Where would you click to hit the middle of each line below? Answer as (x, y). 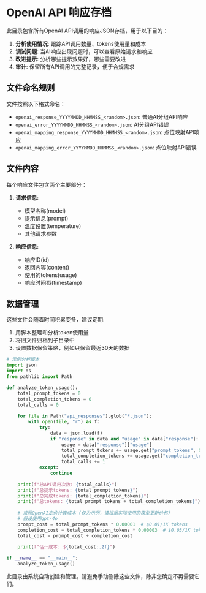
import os (19, 371)
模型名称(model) (45, 210)
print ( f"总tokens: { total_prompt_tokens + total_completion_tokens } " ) (109, 502)
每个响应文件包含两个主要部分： (47, 184)
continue (61, 473)
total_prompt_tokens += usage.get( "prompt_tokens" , (128, 450)
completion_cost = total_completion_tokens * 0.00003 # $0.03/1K (104, 530)
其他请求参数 (40, 233)
